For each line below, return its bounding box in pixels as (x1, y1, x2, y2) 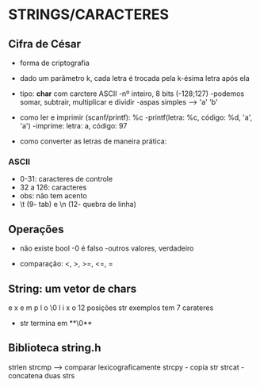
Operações (8, 222, 64, 236)
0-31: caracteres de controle (19, 174, 113, 184)
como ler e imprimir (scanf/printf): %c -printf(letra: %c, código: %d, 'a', (19, 113, 253, 122)
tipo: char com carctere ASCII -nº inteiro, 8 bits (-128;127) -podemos (19, 89, 244, 98)
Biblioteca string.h (8, 341, 101, 354)
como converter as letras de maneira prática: (19, 136, 167, 146)
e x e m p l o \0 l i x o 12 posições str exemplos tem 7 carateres (8, 303, 214, 312)
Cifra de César (8, 37, 82, 51)
